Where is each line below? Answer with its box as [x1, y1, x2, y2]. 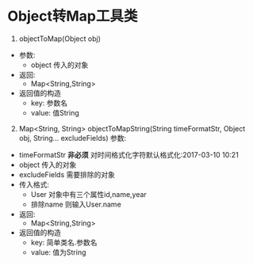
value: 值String [30, 108, 80, 117]
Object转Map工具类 [7, 7, 138, 25]
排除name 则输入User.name [30, 199, 122, 209]
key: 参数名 [30, 98, 68, 108]
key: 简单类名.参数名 [30, 237, 98, 247]
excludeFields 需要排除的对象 [18, 169, 116, 179]
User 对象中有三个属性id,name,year [30, 189, 148, 199]
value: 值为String [30, 247, 86, 257]
